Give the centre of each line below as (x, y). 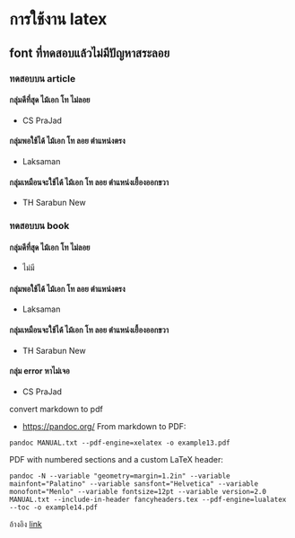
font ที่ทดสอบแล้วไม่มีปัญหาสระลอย (90, 53)
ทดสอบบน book (39, 226)
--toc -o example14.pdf (54, 507)
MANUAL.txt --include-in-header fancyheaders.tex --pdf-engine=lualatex (148, 499)
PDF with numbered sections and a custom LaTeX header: (117, 459)
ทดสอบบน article (43, 78)
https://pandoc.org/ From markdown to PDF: (104, 426)
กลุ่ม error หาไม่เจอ (39, 371)
